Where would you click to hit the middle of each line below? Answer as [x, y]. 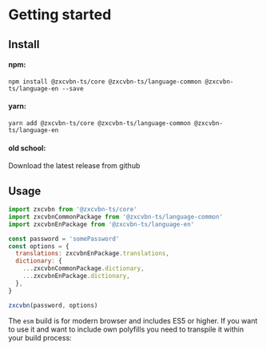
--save [73, 89]
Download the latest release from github [74, 166]
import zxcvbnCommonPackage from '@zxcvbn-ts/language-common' [116, 217]
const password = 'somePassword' [64, 239]
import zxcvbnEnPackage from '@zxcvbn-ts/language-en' [101, 224]
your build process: [40, 337]
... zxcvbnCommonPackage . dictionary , [84, 269]
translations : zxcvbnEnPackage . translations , [93, 254]
